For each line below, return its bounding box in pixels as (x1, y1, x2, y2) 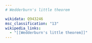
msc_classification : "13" (5, 21, 59, 26)
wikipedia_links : (5, 25, 41, 30)
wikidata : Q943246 (5, 16, 43, 21)
